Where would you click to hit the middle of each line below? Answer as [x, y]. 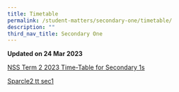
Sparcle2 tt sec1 [31, 81]
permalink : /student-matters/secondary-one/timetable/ [90, 21]
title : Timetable [33, 14]
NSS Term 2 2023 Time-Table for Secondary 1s [76, 67]
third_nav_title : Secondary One [55, 34]
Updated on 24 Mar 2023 [45, 54]
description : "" [31, 27]
